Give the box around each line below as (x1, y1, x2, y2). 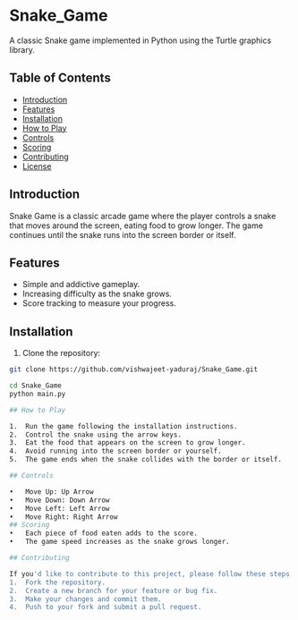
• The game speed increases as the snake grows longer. (9, 538, 230, 547)
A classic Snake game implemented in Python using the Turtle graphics (9, 35, 272, 46)
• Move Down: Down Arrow (9, 496, 110, 505)
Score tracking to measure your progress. (21, 298, 176, 309)
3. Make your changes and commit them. (9, 594, 163, 604)
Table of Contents (9, 71, 112, 86)
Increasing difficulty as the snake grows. (21, 288, 173, 300)
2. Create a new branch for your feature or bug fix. (9, 586, 218, 595)
